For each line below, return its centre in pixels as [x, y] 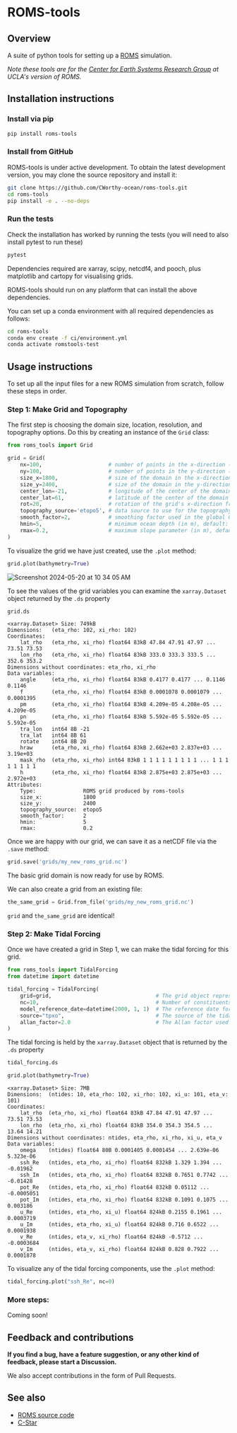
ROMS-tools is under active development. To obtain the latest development [116, 167]
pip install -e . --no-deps [49, 201]
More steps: [28, 1299]
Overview [29, 39]
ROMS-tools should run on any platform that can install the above [102, 289]
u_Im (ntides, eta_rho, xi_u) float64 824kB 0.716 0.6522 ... [120, 1225]
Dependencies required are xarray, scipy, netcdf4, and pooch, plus [104, 268]
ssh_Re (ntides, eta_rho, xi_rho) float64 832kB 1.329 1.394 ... [121, 1163]
